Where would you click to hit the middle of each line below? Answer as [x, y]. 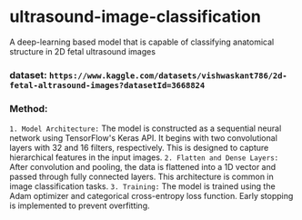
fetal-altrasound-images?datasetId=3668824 [107, 85]
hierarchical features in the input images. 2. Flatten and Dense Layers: [144, 157]
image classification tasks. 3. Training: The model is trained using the [142, 186]
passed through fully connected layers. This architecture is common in [142, 177]
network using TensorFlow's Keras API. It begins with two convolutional [143, 138]
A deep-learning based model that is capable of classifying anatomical [142, 42]
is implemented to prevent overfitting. [80, 205]
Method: [29, 108]
